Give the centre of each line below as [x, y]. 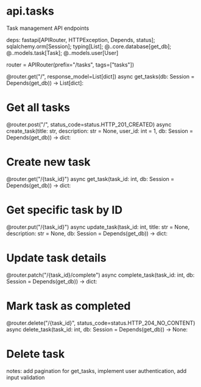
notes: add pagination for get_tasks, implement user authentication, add [97, 371]
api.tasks [30, 11]
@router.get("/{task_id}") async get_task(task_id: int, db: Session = [90, 179]
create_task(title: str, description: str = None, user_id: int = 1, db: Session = [100, 131]
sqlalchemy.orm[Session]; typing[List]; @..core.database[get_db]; [89, 46]
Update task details [56, 258]
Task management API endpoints [48, 28]
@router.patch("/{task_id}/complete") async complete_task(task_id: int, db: [100, 275]
